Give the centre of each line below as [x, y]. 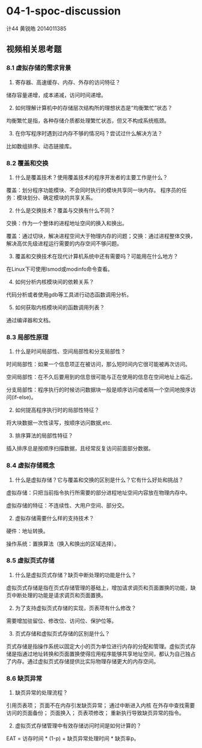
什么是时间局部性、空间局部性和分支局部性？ [70, 351]
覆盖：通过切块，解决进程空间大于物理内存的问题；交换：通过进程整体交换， [101, 236]
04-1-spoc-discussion [64, 11]
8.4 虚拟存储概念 [31, 465]
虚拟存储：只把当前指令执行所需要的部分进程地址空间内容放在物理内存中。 [98, 492]
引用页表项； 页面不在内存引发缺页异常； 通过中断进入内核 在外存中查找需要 [101, 705]
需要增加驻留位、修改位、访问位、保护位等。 [62, 621]
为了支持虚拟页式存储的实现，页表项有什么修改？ [75, 608]
